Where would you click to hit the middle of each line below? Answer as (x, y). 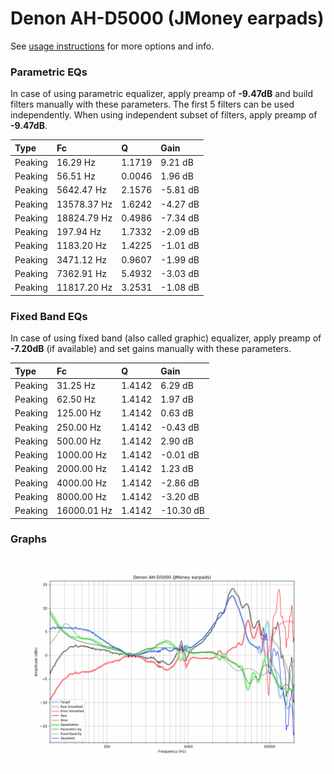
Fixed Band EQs (49, 316)
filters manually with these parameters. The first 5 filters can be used (152, 104)
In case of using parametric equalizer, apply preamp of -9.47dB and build (162, 94)
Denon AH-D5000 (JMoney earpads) (167, 18)
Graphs (28, 539)
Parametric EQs (49, 72)
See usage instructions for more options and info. (112, 46)
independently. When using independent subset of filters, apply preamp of (164, 115)
